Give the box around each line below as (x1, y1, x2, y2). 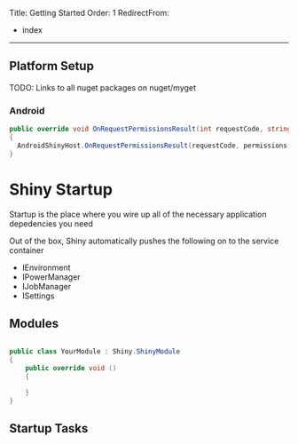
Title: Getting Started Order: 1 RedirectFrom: (9, 8, 170, 18)
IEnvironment (21, 262, 71, 273)
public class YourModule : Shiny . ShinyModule (9, 347, 180, 356)
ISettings (21, 290, 55, 301)
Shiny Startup (9, 179, 114, 199)
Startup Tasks (9, 421, 89, 436)
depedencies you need (9, 218, 93, 229)
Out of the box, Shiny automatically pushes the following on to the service (9, 235, 279, 246)
